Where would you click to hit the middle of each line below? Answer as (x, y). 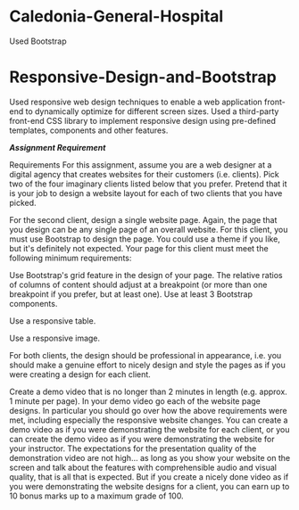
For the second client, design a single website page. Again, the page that (143, 219)
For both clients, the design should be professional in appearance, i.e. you (145, 355)
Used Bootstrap (38, 41)
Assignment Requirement (58, 147)
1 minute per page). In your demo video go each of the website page (135, 401)
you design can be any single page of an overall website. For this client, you (149, 229)
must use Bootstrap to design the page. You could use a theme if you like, (145, 239)
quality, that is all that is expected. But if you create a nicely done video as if (149, 477)
